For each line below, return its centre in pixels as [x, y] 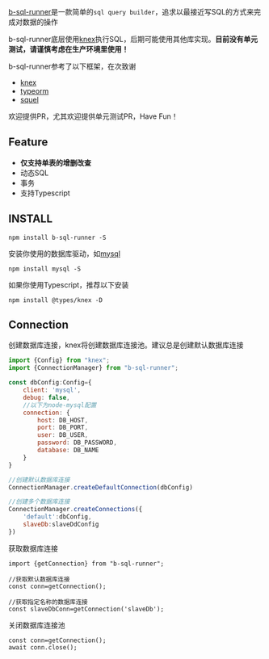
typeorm [34, 91]
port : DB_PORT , [63, 428]
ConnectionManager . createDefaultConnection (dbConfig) [101, 487]
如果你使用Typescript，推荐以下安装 [69, 284]
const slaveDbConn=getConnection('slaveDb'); [86, 609]
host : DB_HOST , [63, 420]
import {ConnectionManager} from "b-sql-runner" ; [94, 368]
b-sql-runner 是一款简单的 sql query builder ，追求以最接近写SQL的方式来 [131, 12]
